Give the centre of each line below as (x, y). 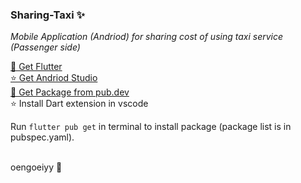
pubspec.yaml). (42, 137)
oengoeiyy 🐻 (36, 167)
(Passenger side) (45, 47)
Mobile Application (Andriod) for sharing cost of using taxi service (147, 37)
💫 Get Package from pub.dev (70, 92)
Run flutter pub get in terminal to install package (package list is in (151, 127)
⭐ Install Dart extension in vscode (79, 104)
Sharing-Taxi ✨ (47, 15)
